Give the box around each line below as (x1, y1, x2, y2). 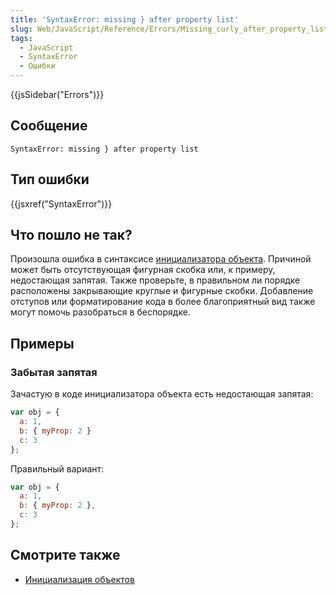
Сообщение (10, 117, 88, 135)
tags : (10, 33, 33, 43)
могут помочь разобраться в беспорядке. (10, 306, 191, 318)
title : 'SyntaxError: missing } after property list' (10, 14, 240, 25)
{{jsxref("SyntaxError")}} (10, 197, 113, 210)
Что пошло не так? (10, 227, 133, 244)
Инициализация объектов (24, 573, 135, 585)
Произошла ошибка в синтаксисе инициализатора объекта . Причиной (10, 253, 312, 265)
